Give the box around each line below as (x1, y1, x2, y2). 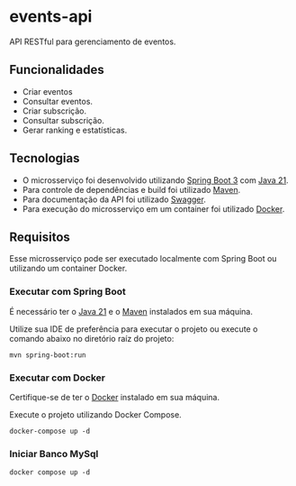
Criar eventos (22, 86, 74, 96)
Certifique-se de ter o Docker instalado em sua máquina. (9, 391, 220, 402)
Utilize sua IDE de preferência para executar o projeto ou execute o (9, 323, 258, 335)
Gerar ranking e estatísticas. (22, 124, 128, 135)
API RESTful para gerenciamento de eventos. (9, 36, 176, 47)
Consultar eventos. (22, 96, 93, 106)
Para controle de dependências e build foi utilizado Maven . (22, 184, 241, 195)
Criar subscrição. (22, 105, 87, 116)
